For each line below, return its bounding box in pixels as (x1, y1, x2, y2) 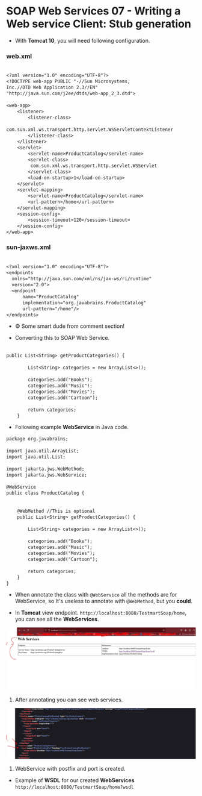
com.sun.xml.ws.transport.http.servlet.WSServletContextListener (6, 127, 173, 133)
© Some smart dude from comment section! (14, 322, 125, 330)
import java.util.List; (6, 454, 66, 460)
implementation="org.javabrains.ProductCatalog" (22, 299, 147, 306)
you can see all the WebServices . (14, 615, 99, 622)
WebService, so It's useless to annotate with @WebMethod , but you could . (14, 597, 193, 604)
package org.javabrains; (6, 436, 69, 442)
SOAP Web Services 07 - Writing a (6, 4, 181, 18)
